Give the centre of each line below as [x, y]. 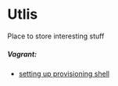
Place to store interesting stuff [56, 36]
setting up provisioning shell [64, 73]
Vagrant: [22, 54]
